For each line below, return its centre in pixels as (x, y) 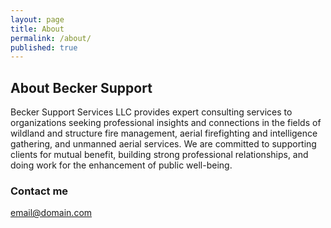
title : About (37, 29)
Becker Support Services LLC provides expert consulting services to (151, 112)
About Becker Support (81, 87)
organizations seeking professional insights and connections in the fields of (166, 123)
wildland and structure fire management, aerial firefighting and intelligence (164, 133)
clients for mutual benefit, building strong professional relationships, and (159, 155)
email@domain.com (51, 213)
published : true (44, 47)
